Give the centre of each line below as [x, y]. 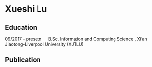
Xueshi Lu [26, 9]
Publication [23, 60]
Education [21, 27]
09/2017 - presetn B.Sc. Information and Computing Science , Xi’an [76, 39]
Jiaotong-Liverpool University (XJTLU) [44, 44]
